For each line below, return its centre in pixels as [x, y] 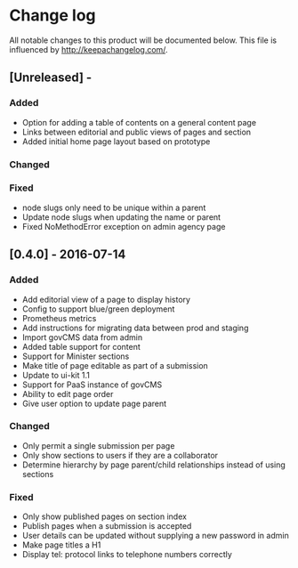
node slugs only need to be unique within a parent [114, 207]
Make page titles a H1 [61, 545]
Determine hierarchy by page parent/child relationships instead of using [154, 465]
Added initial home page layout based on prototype [116, 141]
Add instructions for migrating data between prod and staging [135, 328]
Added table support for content [81, 346]
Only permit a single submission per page [98, 445]
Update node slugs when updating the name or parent [121, 217]
